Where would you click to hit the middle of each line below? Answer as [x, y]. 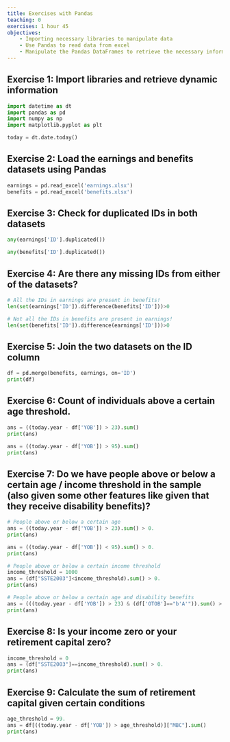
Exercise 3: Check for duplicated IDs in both [103, 213]
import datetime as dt [39, 106]
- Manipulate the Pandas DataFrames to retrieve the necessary [112, 52]
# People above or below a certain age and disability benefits [101, 598]
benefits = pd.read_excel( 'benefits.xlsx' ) [70, 192]
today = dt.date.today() [42, 138]
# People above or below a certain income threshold [84, 566]
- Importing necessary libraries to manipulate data [96, 39]
